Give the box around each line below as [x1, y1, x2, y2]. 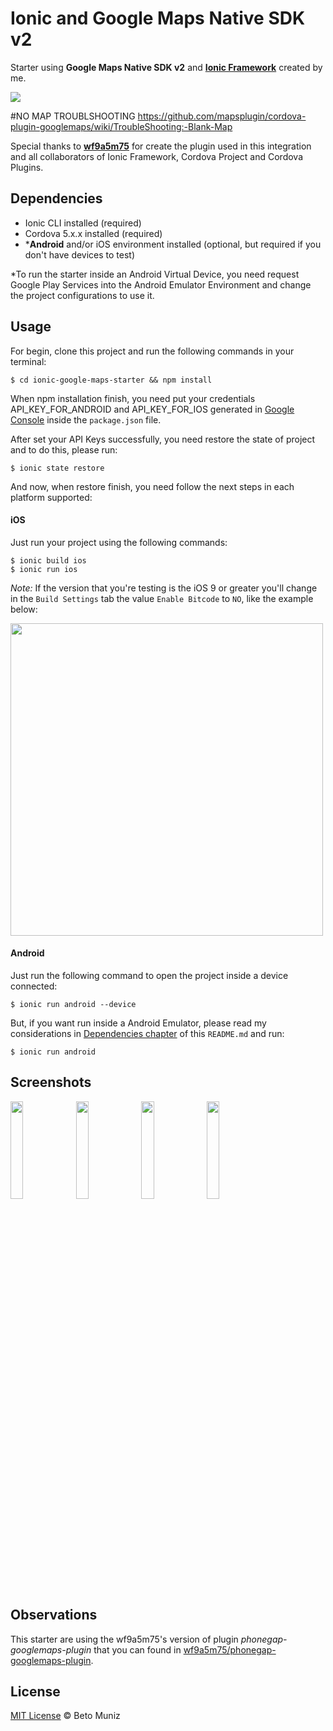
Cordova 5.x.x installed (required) [24, 227, 163, 239]
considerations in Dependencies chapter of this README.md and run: [10, 1027, 285, 1039]
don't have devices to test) [24, 248, 136, 261]
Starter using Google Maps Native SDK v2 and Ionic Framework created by [10, 61, 323, 73]
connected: [10, 980, 58, 992]
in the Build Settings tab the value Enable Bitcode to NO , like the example [10, 592, 314, 604]
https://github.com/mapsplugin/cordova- [137, 110, 307, 122]
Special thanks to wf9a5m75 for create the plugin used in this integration [10, 140, 312, 152]
